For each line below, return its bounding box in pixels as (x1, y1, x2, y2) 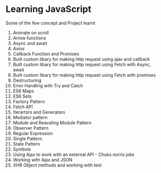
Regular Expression (12, 130, 53, 136)
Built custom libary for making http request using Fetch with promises (12, 72, 156, 78)
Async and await (12, 40, 47, 46)
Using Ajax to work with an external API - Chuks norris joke (12, 151, 135, 158)
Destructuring (12, 77, 42, 83)
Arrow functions (12, 35, 46, 41)
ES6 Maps (12, 88, 34, 94)
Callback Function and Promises (12, 51, 79, 57)
